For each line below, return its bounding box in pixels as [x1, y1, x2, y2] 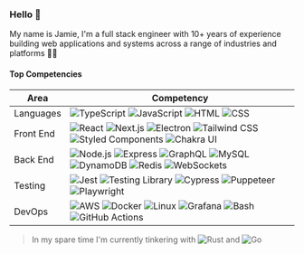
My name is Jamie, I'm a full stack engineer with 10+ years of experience [9, 29, 282, 40]
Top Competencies [9, 68, 83, 80]
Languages [14, 107, 62, 119]
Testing [14, 179, 46, 192]
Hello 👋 [9, 8, 42, 21]
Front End [14, 127, 56, 139]
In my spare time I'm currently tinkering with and [31, 234, 241, 245]
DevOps [14, 205, 49, 218]
